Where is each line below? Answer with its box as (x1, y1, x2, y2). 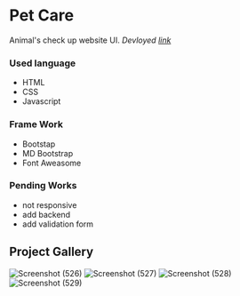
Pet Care (9, 5, 74, 26)
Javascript (21, 96, 61, 107)
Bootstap (21, 139, 56, 149)
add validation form (21, 219, 94, 229)
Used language (9, 57, 76, 69)
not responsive (21, 199, 77, 210)
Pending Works (9, 180, 77, 192)
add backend (21, 209, 71, 220)
